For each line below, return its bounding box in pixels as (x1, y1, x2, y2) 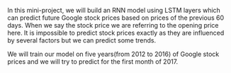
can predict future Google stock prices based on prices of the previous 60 (7, 13, 225, 22)
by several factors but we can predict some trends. (7, 36, 157, 45)
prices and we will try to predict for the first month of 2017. (7, 57, 179, 66)
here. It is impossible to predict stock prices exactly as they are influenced (7, 28, 225, 37)
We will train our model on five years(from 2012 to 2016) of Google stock (7, 50, 220, 58)
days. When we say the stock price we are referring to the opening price (7, 21, 219, 29)
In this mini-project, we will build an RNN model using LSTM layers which (7, 6, 221, 14)
